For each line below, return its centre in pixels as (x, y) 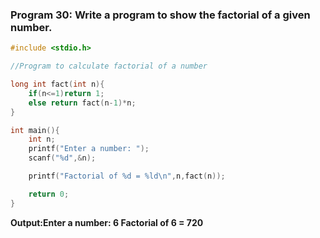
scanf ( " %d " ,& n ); (62, 158)
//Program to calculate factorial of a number (109, 66)
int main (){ (35, 130)
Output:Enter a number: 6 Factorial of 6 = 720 (107, 222)
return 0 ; (49, 194)
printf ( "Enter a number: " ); (89, 149)
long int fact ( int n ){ (57, 84)
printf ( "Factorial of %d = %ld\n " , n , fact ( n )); (127, 176)
